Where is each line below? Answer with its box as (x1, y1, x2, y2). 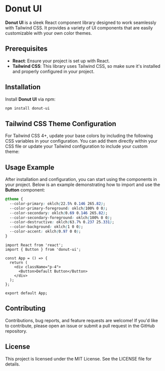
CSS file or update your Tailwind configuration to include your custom (5, 143, 148, 150)
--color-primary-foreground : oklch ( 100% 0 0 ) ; (9, 205, 108, 211)
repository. (5, 328, 27, 334)
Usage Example (5, 163, 55, 172)
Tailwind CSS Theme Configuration (5, 119, 116, 128)
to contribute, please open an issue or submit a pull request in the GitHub (5, 323, 155, 329)
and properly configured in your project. (12, 68, 94, 74)
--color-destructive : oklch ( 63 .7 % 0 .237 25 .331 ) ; (9, 220, 114, 225)
